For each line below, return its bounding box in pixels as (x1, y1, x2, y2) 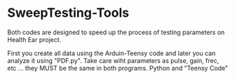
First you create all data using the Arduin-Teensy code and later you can (7, 49, 216, 57)
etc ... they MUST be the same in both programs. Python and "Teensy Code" (7, 64, 229, 72)
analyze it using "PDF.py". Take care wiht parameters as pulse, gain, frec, (7, 56, 220, 64)
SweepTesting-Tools (7, 5, 130, 21)
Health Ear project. (7, 35, 62, 43)
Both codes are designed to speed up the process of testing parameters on (7, 28, 225, 36)
